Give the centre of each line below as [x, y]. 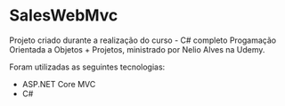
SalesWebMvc [64, 16]
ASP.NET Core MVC [59, 84]
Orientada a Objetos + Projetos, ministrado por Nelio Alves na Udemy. [137, 49]
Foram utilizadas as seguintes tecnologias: [87, 67]
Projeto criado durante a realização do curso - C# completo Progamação [143, 40]
